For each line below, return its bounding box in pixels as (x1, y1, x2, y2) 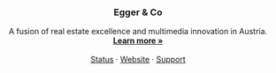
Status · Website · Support (90, 55, 186, 65)
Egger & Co (113, 6, 163, 18)
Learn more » (112, 35, 164, 46)
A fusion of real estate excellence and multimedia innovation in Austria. (8, 26, 268, 37)
